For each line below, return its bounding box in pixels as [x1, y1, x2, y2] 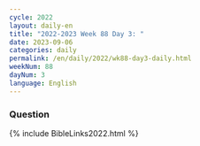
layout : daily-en [9, 21, 73, 30]
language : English [9, 79, 77, 88]
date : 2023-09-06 [9, 37, 73, 47]
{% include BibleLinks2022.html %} [9, 127, 139, 138]
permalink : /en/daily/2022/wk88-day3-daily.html [9, 54, 192, 63]
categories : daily [9, 46, 77, 55]
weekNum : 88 [9, 63, 53, 72]
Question [9, 108, 50, 120]
